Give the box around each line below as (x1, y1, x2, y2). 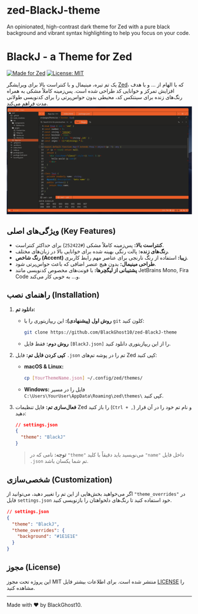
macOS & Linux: (24, 362, 64, 370)
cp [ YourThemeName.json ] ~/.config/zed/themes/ (24, 375, 143, 381)
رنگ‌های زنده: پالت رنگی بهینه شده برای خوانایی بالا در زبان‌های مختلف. (15, 248, 170, 255)
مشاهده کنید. (6, 584, 35, 591)
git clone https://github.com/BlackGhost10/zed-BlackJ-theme (24, 329, 177, 335)
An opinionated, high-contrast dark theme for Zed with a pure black (6, 23, 170, 30)
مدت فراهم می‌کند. (6, 100, 49, 107)
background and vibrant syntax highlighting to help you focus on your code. (6, 29, 190, 36)
